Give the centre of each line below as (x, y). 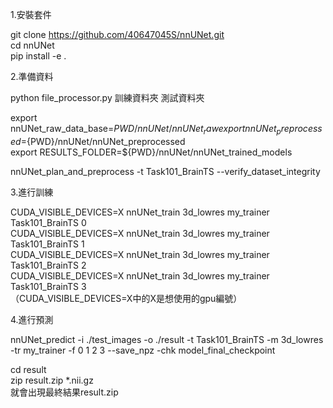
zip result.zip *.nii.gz (52, 380)
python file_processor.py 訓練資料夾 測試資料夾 (107, 97)
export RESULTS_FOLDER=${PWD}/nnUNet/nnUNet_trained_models (151, 152)
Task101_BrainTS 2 (48, 265)
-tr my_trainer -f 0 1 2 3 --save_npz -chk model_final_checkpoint (143, 350)
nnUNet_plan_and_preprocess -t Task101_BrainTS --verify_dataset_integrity (165, 171)
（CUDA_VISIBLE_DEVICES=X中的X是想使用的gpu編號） (126, 298)
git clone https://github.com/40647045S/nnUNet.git (117, 34)
